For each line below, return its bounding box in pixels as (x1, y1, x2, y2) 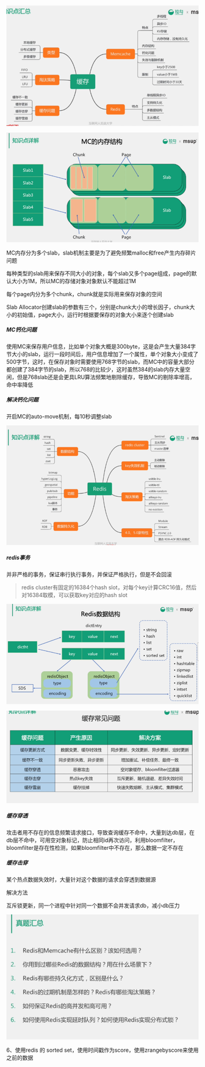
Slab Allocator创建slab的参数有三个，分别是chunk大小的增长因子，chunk (6, 303, 190, 311)
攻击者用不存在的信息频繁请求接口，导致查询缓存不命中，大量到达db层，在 (6, 828, 195, 836)
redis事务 (6, 554, 31, 562)
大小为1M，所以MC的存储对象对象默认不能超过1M (11, 277, 136, 284)
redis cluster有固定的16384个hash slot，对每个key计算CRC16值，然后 (21, 584, 197, 591)
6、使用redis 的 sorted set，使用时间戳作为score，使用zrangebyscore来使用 (6, 1046, 199, 1054)
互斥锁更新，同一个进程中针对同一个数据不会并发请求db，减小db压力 (6, 902, 180, 909)
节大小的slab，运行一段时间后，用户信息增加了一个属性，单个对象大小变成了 (6, 350, 199, 357)
